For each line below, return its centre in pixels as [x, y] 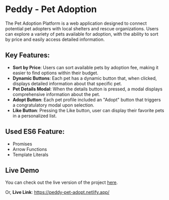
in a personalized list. [35, 116]
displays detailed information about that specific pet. [67, 83]
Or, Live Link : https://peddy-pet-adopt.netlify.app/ [58, 192]
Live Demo [22, 170]
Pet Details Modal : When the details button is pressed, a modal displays [88, 89]
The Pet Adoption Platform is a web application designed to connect [76, 23]
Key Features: [27, 55]
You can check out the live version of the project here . [62, 182]
